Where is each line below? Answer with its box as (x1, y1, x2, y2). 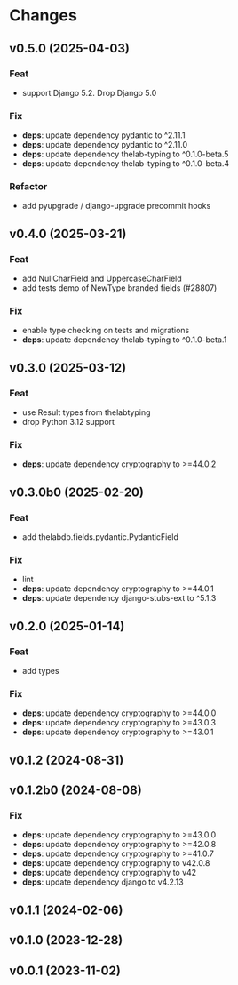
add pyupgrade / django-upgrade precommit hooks (21, 201, 211, 212)
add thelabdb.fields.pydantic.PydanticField (21, 532, 179, 542)
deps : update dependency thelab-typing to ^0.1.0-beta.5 (21, 148, 229, 160)
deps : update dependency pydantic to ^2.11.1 (21, 130, 186, 140)
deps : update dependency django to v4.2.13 (21, 877, 184, 887)
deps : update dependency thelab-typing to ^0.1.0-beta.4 (21, 158, 230, 169)
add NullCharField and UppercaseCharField (21, 273, 182, 284)
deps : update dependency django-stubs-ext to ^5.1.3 (21, 593, 217, 604)
